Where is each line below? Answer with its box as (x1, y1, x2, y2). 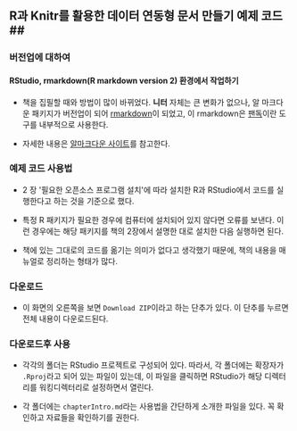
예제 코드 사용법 (9, 162, 73, 175)
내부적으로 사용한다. (38, 119, 109, 129)
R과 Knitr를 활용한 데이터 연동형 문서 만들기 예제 (9, 8, 259, 24)
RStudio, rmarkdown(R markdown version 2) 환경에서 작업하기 (9, 75, 239, 86)
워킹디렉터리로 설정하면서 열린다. (38, 382, 154, 393)
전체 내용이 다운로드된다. (21, 313, 109, 324)
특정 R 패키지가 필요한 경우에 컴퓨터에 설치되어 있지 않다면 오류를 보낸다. (21, 214, 275, 225)
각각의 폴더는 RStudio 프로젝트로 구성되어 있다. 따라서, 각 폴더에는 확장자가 (21, 360, 285, 370)
